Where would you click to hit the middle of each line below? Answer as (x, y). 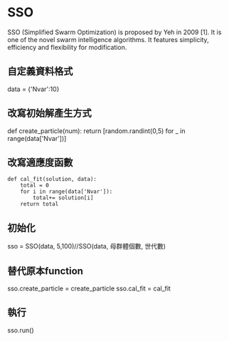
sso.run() (21, 330)
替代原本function (46, 271)
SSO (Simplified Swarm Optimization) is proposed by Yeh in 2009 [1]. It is (114, 32)
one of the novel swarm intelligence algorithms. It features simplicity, (108, 39)
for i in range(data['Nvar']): (66, 192)
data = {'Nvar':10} (33, 89)
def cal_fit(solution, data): (52, 179)
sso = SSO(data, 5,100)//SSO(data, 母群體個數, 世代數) (86, 246)
